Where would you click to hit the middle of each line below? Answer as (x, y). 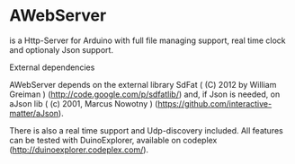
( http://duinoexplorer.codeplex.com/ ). (79, 150)
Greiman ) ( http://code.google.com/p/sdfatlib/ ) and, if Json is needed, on (145, 94)
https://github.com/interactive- (215, 103)
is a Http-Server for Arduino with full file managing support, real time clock (147, 40)
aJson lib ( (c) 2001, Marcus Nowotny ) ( (84, 103)
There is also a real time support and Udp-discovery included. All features (146, 130)
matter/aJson (34, 113)
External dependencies (52, 67)
